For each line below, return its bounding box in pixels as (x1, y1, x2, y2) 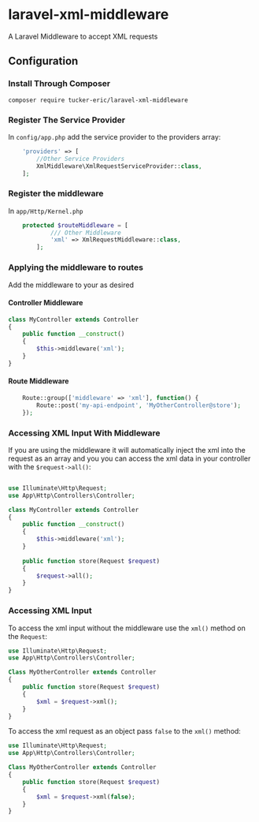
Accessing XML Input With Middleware (8, 428, 161, 439)
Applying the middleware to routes (8, 262, 144, 273)
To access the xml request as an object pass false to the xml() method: (8, 727, 242, 736)
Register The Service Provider (8, 114, 126, 125)
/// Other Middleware (50, 229, 122, 237)
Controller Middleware (8, 298, 83, 308)
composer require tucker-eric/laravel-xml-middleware (8, 96, 189, 104)
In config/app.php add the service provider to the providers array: (8, 132, 221, 141)
